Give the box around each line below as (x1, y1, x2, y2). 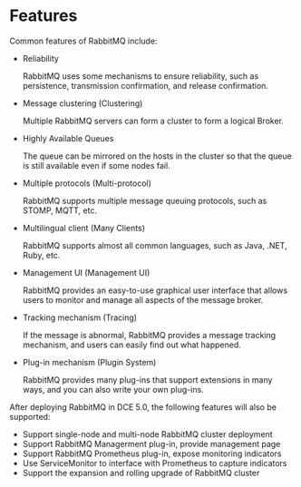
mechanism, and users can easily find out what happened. (22, 339, 242, 350)
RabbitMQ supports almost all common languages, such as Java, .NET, (22, 239, 287, 250)
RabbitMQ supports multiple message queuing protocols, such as (22, 195, 267, 206)
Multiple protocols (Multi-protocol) (22, 178, 152, 189)
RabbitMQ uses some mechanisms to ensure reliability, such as (22, 70, 259, 82)
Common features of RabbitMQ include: (9, 35, 158, 46)
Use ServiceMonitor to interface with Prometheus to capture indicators (22, 457, 287, 468)
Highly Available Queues (22, 132, 114, 143)
